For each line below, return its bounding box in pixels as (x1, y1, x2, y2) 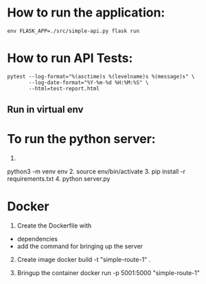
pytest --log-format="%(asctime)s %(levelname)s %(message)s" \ (7, 73, 195, 80)
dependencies (16, 235, 58, 243)
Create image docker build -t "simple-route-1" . (16, 256, 151, 264)
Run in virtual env (7, 104, 84, 116)
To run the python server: (7, 131, 156, 147)
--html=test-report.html (28, 85, 100, 92)
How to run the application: (7, 5, 165, 21)
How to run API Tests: (7, 50, 133, 66)
